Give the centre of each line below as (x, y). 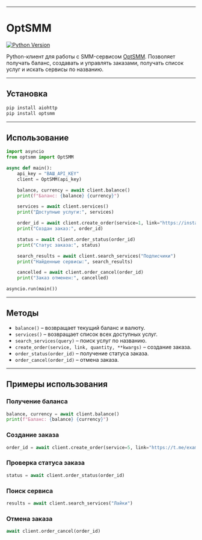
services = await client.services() (63, 206)
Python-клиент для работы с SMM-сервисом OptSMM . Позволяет (91, 56)
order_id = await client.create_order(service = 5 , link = (78, 447)
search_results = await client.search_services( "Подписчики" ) (96, 256)
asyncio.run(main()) (32, 289)
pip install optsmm (31, 113)
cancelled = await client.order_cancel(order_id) (81, 272)
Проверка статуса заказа (46, 463)
